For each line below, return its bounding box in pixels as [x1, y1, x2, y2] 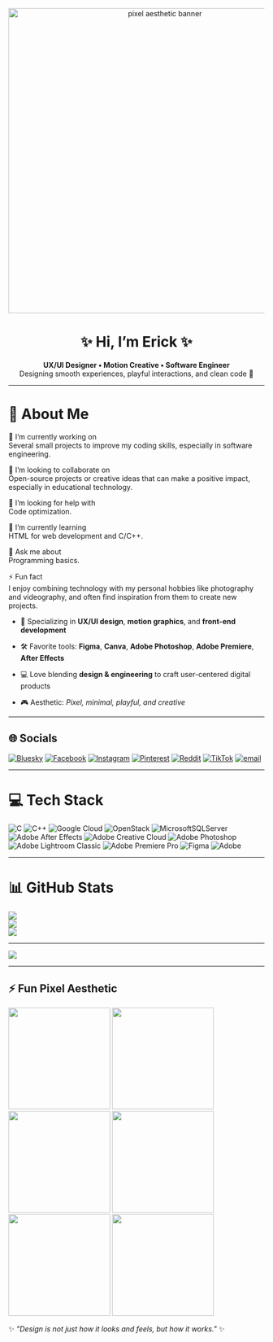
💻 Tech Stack [8, 790, 104, 809]
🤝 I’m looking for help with [8, 497, 96, 508]
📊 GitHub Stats [8, 878, 115, 897]
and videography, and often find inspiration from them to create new [8, 592, 237, 601]
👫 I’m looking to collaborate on [8, 465, 110, 474]
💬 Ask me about [8, 546, 62, 557]
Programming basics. [8, 555, 80, 565]
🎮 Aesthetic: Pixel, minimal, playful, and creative [19, 697, 185, 707]
